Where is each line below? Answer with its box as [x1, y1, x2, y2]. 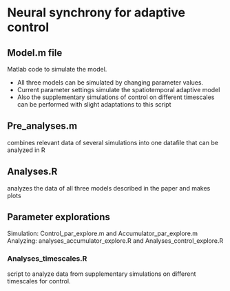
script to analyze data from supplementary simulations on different [7, 270, 196, 278]
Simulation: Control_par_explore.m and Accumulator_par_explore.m [7, 229, 198, 238]
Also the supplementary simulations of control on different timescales [17, 93, 215, 101]
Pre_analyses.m [7, 120, 78, 132]
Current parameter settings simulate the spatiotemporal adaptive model [17, 86, 220, 94]
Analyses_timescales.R [7, 254, 87, 263]
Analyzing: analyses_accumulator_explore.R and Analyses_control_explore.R [7, 237, 224, 245]
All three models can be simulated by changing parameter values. [17, 78, 204, 87]
